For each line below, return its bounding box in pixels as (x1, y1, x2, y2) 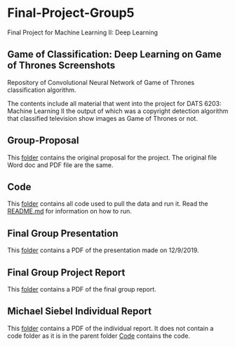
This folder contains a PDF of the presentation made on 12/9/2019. (7, 246, 199, 254)
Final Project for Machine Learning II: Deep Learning (7, 28, 159, 37)
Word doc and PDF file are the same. (7, 160, 114, 169)
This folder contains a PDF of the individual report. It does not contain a (7, 324, 214, 332)
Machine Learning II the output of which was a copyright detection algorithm (7, 107, 229, 115)
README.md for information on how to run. (7, 207, 132, 216)
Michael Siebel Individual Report (7, 306, 152, 317)
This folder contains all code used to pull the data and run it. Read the (7, 199, 208, 208)
